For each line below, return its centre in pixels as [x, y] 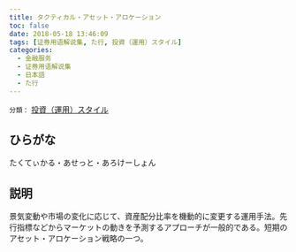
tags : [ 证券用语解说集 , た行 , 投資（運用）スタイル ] [95, 42]
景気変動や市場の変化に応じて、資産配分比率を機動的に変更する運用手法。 [144, 217]
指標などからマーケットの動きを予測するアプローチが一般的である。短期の [152, 227]
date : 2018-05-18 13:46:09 [59, 34]
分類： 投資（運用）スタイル [59, 109]
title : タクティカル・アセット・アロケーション [85, 17]
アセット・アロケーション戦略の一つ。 [79, 239]
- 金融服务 [34, 58]
